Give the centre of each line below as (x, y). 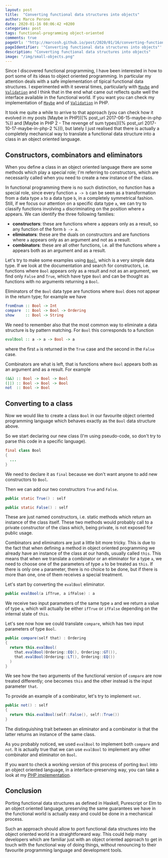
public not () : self (27, 705)
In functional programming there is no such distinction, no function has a (80, 188)
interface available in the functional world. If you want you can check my (80, 97)
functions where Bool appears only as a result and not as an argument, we (82, 271)
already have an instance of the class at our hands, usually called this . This (83, 553)
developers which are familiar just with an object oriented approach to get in (84, 839)
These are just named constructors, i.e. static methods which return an (78, 517)
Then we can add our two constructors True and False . (62, 489)
